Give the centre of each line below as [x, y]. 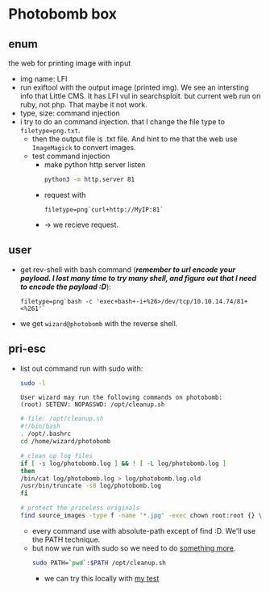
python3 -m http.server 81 [89, 179]
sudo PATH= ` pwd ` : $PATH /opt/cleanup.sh [99, 563]
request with [65, 195]
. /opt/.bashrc [46, 434]
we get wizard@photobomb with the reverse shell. [99, 323]
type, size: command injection [70, 113]
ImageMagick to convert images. [84, 147]
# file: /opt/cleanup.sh [62, 419]
